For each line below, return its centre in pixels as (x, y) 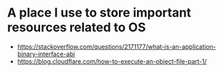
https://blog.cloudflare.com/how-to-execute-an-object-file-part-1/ (112, 61)
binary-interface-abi (46, 54)
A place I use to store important (99, 13)
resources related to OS (77, 27)
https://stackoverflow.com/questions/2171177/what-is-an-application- (117, 46)
